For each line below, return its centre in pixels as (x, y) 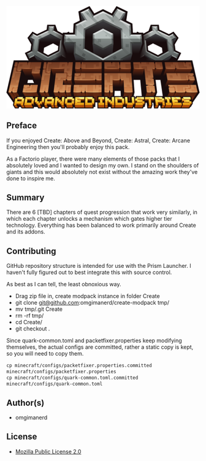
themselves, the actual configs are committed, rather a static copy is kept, (100, 347)
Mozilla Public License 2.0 (48, 451)
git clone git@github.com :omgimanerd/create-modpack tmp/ (92, 303)
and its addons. (26, 232)
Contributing (31, 251)
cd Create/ (29, 322)
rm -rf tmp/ (29, 316)
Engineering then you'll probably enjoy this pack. (68, 147)
